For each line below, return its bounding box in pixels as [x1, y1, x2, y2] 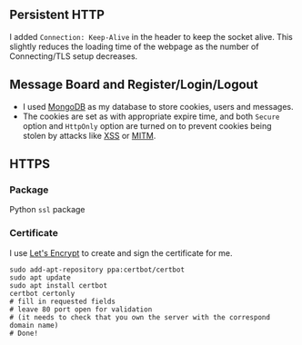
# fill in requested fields [9, 297, 116, 306]
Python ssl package [9, 204, 86, 215]
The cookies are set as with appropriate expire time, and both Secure [22, 111, 280, 122]
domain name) [9, 320, 59, 330]
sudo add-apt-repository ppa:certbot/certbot [9, 265, 185, 274]
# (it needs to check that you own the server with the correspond [9, 312, 271, 321]
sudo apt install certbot [9, 281, 107, 290]
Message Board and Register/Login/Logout [9, 77, 258, 93]
